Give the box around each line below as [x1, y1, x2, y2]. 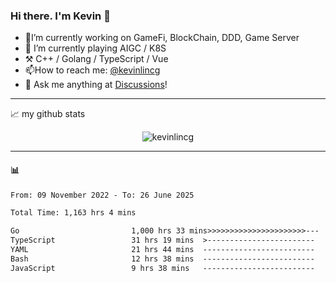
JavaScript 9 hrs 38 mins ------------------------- [10, 263, 315, 273]
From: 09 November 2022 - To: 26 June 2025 [10, 190, 195, 200]
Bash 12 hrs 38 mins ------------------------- [10, 254, 315, 264]
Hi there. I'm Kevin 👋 [10, 9, 111, 23]
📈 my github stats [10, 108, 86, 120]
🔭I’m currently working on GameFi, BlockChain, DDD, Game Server [24, 32, 300, 44]
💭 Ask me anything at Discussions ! [24, 79, 168, 91]
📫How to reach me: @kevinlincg [24, 64, 161, 76]
